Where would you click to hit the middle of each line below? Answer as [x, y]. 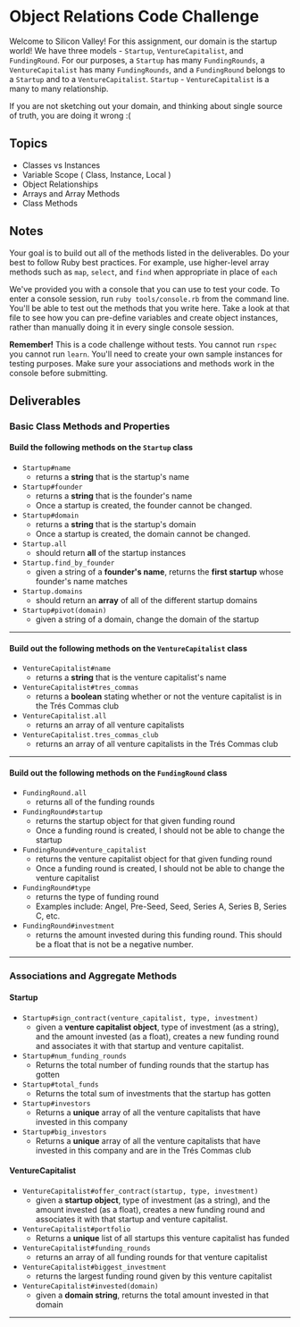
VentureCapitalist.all [64, 717]
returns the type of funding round [97, 897]
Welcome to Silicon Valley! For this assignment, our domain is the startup [143, 41]
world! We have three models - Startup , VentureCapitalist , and [126, 50]
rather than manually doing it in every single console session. [122, 327]
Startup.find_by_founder [68, 563]
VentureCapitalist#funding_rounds [86, 1248]
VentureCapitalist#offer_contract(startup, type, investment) [140, 1191]
